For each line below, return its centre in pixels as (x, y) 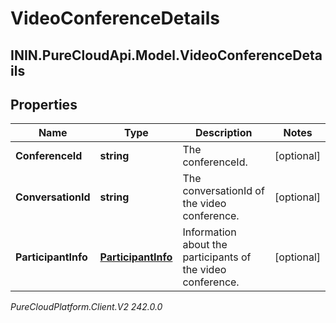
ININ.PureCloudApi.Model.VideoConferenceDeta (166, 55)
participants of (217, 257)
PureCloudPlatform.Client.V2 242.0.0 (86, 307)
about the (205, 245)
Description (224, 133)
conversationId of (223, 191)
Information (209, 232)
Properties (44, 104)
